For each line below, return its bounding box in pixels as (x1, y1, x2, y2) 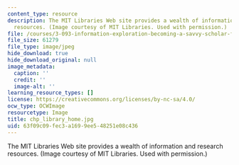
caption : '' (14, 69, 50, 76)
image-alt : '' (14, 83, 55, 90)
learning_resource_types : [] (7, 89, 94, 96)
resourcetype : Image (7, 109, 69, 116)
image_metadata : (7, 63, 55, 70)
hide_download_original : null (7, 57, 97, 64)
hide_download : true (7, 50, 69, 57)
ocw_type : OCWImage (7, 103, 65, 110)
